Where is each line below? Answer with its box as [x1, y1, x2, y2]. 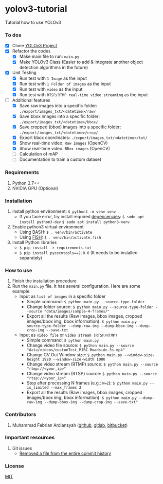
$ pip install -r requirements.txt [19, 245, 91, 250]
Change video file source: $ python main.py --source [26, 343, 134, 348]
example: [12, 288, 31, 294]
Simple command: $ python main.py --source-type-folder [26, 299, 145, 305]
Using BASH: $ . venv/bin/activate [19, 229, 92, 235]
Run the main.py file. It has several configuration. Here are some [12, 283, 141, 289]
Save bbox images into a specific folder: [19, 113, 100, 119]
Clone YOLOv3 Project [12, 43, 57, 49]
